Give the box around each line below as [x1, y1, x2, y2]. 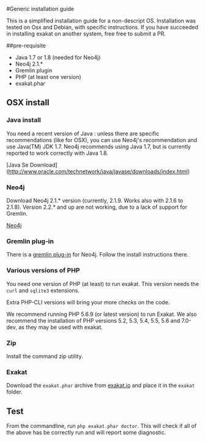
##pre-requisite [6, 42, 46, 49]
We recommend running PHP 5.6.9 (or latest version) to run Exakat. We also [6, 310, 197, 318]
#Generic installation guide [6, 6, 75, 12]
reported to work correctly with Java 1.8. [6, 149, 108, 157]
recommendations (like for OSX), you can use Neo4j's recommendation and [6, 136, 198, 143]
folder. [6, 388, 23, 395]
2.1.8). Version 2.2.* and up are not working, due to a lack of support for [6, 203, 188, 211]
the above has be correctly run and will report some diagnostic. [6, 429, 166, 436]
